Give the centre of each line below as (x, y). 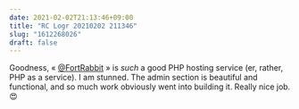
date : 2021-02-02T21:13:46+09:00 (71, 17)
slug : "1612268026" (46, 34)
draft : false (33, 42)
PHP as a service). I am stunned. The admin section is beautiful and (133, 78)
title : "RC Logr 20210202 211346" (74, 26)
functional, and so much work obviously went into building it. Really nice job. (150, 87)
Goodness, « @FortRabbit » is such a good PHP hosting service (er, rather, (146, 68)
